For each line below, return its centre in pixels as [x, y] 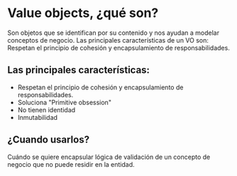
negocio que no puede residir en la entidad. [71, 164]
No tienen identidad [46, 110]
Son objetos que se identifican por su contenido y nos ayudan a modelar [114, 33]
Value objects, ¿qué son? [83, 13]
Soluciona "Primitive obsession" [65, 102]
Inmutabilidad [38, 117]
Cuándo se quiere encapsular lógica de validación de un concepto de [109, 157]
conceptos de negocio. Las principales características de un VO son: [108, 40]
